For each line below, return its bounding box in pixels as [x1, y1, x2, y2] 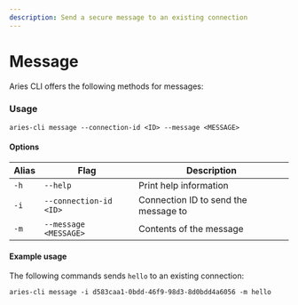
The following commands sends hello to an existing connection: [9, 270, 245, 281]
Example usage [9, 251, 67, 261]
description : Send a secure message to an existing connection [9, 12, 248, 22]
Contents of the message [138, 223, 244, 236]
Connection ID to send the [138, 194, 247, 206]
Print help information [138, 180, 229, 192]
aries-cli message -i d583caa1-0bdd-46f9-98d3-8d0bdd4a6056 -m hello [9, 288, 272, 297]
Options [9, 141, 40, 152]
